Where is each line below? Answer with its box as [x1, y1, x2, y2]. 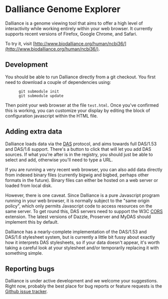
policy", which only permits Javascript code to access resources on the [5, 203, 152, 209]
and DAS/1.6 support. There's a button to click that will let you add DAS [5, 146, 151, 152]
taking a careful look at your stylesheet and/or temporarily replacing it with [5, 245, 159, 251]
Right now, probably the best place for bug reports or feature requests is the [5, 283, 162, 289]
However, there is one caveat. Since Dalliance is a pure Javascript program [5, 192, 160, 198]
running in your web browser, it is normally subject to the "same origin [5, 197, 150, 204]
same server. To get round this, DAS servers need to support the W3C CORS [5, 208, 163, 214]
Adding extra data [5, 127, 62, 136]
